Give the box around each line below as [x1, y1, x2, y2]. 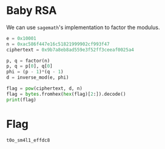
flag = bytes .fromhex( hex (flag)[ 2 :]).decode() [6, 91, 126, 97]
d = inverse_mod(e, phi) [6, 74, 69, 81]
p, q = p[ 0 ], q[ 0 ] [6, 63, 53, 70]
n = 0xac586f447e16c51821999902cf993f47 [6, 41, 110, 47]
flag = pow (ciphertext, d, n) [6, 85, 83, 91]
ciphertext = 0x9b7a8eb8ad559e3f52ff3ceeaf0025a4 [6, 47, 135, 53]
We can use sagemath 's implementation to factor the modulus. [6, 24, 160, 31]
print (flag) [6, 96, 36, 103]
